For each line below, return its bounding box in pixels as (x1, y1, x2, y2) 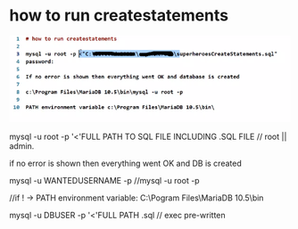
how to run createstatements (9, 5, 229, 26)
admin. (9, 140, 35, 151)
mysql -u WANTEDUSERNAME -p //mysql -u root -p (9, 175, 200, 185)
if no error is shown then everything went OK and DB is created (9, 158, 243, 168)
